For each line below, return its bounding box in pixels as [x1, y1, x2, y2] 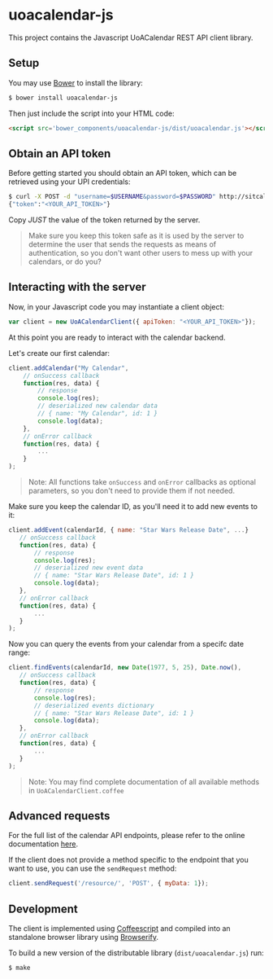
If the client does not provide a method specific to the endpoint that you [8, 855, 249, 865]
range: [8, 648, 31, 657]
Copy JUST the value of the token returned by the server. [8, 215, 201, 225]
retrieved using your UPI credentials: [8, 177, 131, 187]
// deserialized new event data [33, 564, 144, 572]
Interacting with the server [8, 280, 146, 294]
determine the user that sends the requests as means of [28, 239, 217, 249]
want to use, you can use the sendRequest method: [8, 863, 177, 873]
